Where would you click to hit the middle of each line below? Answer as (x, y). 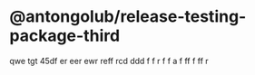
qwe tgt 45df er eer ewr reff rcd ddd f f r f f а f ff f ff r (109, 61)
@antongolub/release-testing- (128, 17)
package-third (65, 36)
